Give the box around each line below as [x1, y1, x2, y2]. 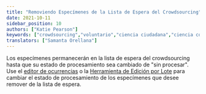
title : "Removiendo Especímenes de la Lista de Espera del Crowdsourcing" [6, 9, 202, 15]
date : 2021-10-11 [6, 15, 51, 21]
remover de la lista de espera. [6, 80, 82, 88]
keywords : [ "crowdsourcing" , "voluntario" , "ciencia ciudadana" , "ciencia [6, 32, 193, 38]
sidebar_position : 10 [6, 20, 62, 26]
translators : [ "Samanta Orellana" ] [6, 37, 97, 44]
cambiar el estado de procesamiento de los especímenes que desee [6, 74, 179, 81]
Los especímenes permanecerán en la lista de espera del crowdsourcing [6, 55, 190, 61]
